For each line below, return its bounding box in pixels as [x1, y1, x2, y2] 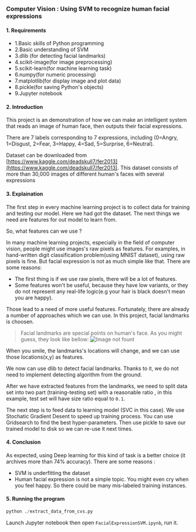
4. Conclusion [6, 438, 41, 446]
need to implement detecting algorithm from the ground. [6, 371, 143, 378]
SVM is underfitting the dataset [14, 469, 90, 476]
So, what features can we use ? [6, 227, 82, 234]
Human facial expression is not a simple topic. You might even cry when [14, 475, 189, 483]
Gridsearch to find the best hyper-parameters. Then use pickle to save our [6, 419, 186, 426]
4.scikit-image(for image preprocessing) [14, 58, 113, 66]
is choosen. [6, 318, 34, 325]
